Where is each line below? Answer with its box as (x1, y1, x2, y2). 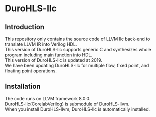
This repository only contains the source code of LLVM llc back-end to (5, 36, 150, 42)
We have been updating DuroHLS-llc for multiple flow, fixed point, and (5, 63, 149, 68)
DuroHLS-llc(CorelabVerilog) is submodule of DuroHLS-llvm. (5, 101, 130, 107)
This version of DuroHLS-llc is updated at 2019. (5, 57, 103, 63)
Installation (5, 82, 41, 91)
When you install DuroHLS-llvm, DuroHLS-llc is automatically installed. (5, 106, 150, 112)
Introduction (5, 23, 45, 31)
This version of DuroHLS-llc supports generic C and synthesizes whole (5, 47, 151, 52)
